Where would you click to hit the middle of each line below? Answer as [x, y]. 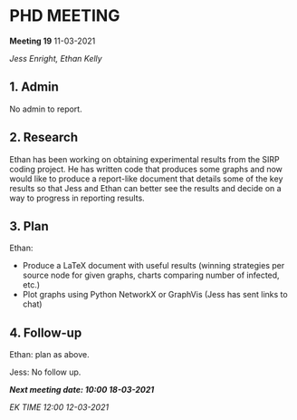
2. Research [44, 137]
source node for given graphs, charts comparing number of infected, [151, 275]
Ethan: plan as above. [49, 355]
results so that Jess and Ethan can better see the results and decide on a [146, 188]
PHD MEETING [65, 16]
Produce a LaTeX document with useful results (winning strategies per [153, 266]
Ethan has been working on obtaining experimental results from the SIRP [145, 159]
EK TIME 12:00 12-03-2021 [59, 407]
